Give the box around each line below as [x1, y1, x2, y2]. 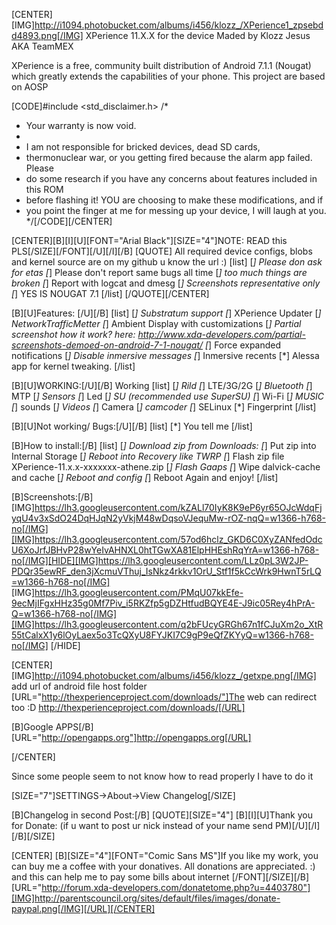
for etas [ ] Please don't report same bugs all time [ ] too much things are [11, 267, 308, 278]
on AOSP [11, 81, 49, 93]
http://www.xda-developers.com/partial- [137, 329, 306, 340]
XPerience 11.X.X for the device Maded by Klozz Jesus [85, 30, 311, 41]
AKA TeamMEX [11, 40, 74, 52]
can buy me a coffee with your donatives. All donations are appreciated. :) [11, 860, 316, 872]
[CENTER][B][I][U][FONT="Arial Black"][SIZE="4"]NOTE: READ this [11, 235, 288, 246]
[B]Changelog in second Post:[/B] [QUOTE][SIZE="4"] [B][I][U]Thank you [11, 809, 313, 821]
